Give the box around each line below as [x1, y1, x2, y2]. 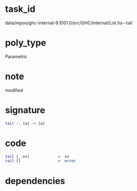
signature [5, 105, 45, 116]
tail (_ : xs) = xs [5, 154, 69, 159]
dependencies [5, 175, 66, 187]
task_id [5, 3, 35, 15]
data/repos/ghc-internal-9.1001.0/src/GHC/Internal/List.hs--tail [5, 20, 133, 26]
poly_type [5, 37, 46, 48]
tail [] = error [5, 158, 76, 164]
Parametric [5, 53, 28, 59]
